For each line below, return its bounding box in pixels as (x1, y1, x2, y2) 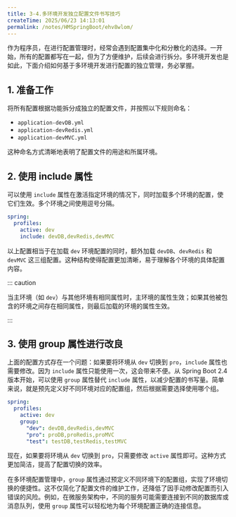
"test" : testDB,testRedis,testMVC (25, 438, 128, 445)
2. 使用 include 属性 (7, 170, 93, 182)
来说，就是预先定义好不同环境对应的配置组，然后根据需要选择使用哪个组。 (7, 384, 223, 393)
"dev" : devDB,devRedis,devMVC (25, 425, 114, 432)
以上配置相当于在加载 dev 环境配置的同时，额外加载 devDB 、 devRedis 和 (7, 246, 213, 255)
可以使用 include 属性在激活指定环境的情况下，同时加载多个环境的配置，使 (7, 190, 223, 198)
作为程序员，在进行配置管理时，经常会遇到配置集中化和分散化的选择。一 (7, 44, 216, 52)
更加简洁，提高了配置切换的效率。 (7, 460, 106, 469)
